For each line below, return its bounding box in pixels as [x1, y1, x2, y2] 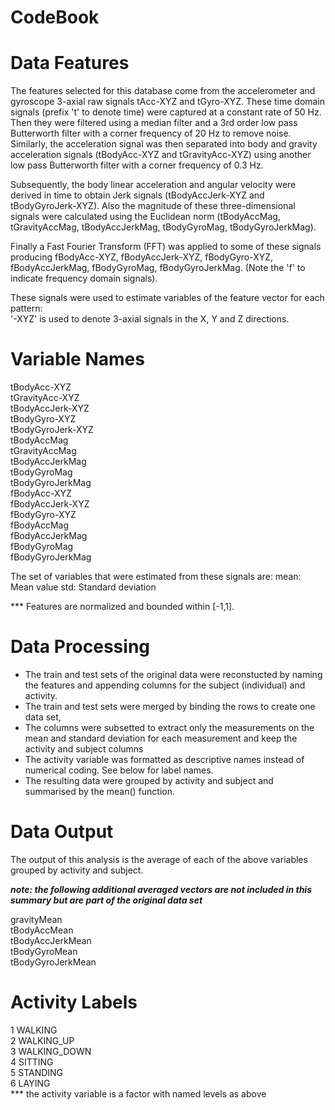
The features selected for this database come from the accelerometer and [10, 85, 316, 97]
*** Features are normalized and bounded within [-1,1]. [10, 601, 235, 613]
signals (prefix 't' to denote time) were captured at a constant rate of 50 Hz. [10, 106, 322, 118]
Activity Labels [10, 991, 138, 1014]
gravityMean [10, 913, 63, 925]
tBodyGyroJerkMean [10, 956, 97, 968]
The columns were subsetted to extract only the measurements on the [24, 722, 315, 733]
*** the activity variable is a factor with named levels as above [10, 1087, 267, 1100]
